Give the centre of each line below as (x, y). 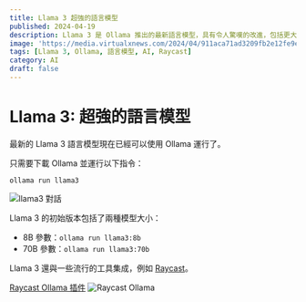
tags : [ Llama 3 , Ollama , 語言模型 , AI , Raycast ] (101, 52)
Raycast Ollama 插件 (48, 287)
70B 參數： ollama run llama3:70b (86, 248)
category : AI (34, 60)
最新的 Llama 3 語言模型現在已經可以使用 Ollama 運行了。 (117, 143)
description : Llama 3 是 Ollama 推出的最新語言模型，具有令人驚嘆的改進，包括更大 (153, 35)
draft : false (34, 69)
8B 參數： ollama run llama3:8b (82, 237)
